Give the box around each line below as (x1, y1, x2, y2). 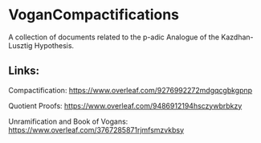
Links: (8, 64, 40, 78)
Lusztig (8, 40, 33, 50)
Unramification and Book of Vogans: (8, 116, 128, 126)
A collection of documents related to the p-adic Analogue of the (8, 32, 219, 42)
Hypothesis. (34, 40, 75, 50)
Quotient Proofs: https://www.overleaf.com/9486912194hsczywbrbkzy (8, 100, 243, 110)
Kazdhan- (220, 32, 255, 42)
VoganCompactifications (8, 6, 179, 24)
